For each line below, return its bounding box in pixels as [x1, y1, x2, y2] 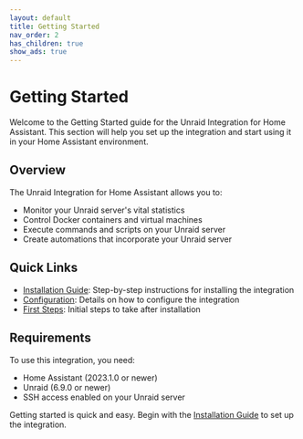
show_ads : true [9, 47, 68, 57]
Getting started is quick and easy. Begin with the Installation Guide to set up [9, 409, 295, 420]
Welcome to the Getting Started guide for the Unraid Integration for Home [9, 117, 286, 128]
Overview [9, 162, 67, 178]
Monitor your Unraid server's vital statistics [22, 204, 185, 215]
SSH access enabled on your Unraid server [22, 392, 185, 402]
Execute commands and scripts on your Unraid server [22, 224, 226, 235]
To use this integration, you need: [9, 354, 135, 365]
